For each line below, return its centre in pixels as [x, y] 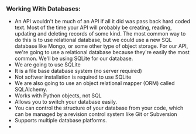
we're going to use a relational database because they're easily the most [102, 52]
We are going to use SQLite [47, 65]
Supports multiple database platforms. [61, 121]
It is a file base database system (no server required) [78, 71]
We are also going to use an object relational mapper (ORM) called [94, 83]
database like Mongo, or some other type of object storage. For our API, [101, 46]
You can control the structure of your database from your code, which [99, 108]
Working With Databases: [43, 9]
